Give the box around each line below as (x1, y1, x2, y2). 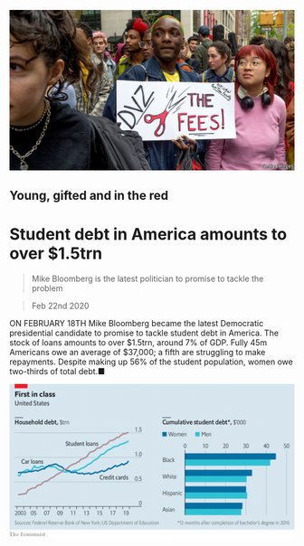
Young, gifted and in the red (9, 187, 169, 203)
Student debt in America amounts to (9, 224, 288, 245)
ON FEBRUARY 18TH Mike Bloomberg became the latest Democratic (9, 317, 264, 328)
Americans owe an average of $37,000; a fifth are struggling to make (9, 346, 266, 357)
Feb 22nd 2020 (31, 300, 90, 311)
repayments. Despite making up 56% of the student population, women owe (9, 356, 294, 367)
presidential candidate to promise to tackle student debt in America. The (9, 327, 279, 338)
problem (31, 282, 63, 294)
